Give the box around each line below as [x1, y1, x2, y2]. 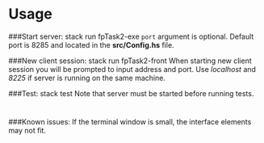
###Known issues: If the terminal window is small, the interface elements [8, 117, 252, 127]
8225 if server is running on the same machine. [8, 73, 166, 82]
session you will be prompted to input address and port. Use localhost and [8, 64, 257, 74]
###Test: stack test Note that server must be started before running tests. [8, 88, 254, 98]
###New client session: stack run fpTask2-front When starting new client [8, 56, 252, 65]
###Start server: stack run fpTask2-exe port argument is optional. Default [8, 32, 254, 41]
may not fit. [8, 126, 47, 136]
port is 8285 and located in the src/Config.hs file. [8, 40, 175, 49]
